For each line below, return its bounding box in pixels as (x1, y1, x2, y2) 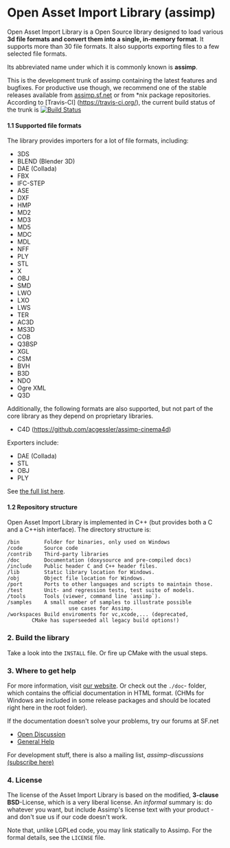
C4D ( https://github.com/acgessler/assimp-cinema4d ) (16, 425, 172, 434)
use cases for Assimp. (68, 605, 134, 612)
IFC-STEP (16, 179, 45, 187)
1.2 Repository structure (7, 502, 78, 511)
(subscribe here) (7, 758, 54, 766)
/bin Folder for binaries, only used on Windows (7, 539, 170, 546)
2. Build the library (7, 633, 70, 643)
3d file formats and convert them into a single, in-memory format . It (7, 34, 204, 43)
